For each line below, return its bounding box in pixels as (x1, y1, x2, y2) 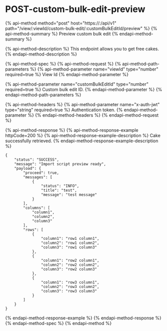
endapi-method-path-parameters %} (5, 92, 81, 98)
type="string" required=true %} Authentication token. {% (5, 107, 123, 113)
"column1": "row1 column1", (40, 236, 99, 241)
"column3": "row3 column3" (40, 288, 97, 293)
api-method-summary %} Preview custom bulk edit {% (5, 31, 118, 37)
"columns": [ (23, 205, 50, 210)
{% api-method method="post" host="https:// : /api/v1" (5, 20, 116, 26)
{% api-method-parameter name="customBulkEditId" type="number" (5, 81, 149, 87)
